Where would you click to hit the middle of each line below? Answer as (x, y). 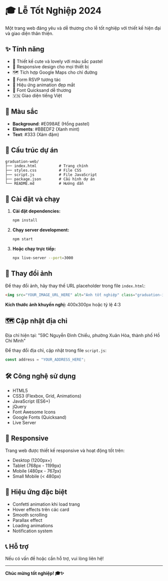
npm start (23, 239)
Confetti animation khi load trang (46, 504)
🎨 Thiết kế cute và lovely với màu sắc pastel (57, 61)
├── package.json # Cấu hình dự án (50, 179)
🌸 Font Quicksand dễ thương (42, 90)
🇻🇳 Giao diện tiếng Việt (37, 95)
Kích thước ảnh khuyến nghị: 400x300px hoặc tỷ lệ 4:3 (63, 304)
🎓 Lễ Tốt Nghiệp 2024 (53, 11)
